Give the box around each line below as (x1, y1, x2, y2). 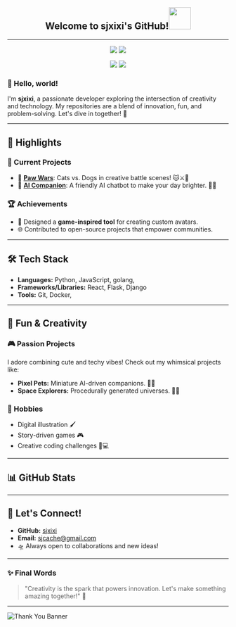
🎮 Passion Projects (7, 339, 76, 349)
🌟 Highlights (7, 137, 62, 148)
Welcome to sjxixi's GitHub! (45, 20, 169, 32)
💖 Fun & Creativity (7, 317, 88, 329)
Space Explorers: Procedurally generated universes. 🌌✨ (17, 386, 181, 395)
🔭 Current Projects (7, 158, 72, 167)
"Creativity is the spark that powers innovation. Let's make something (24, 584, 226, 593)
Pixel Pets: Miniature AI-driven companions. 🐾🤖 (17, 379, 156, 387)
